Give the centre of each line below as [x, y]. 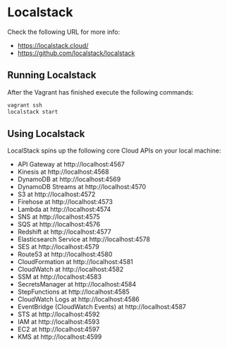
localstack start [33, 112]
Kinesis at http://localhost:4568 [63, 172]
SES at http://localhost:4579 [59, 247]
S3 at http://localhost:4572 [56, 194]
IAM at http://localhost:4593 [59, 322]
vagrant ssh [25, 105]
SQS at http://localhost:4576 [59, 224]
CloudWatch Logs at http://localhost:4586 [78, 299]
